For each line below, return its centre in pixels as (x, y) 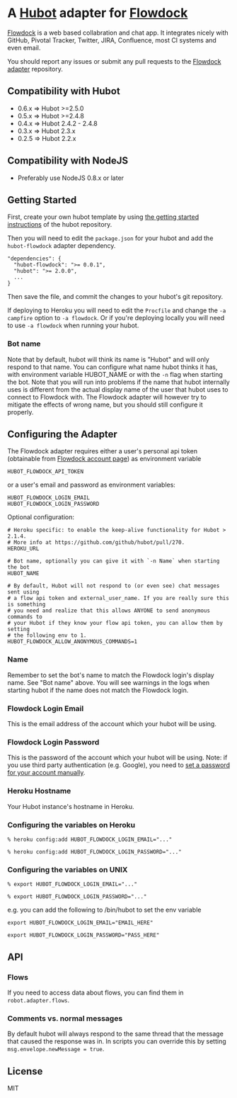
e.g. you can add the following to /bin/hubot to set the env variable (104, 910)
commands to (25, 617)
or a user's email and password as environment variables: (91, 485)
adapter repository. (35, 69)
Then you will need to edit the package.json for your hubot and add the (110, 238)
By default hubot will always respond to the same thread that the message (116, 1034)
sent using (23, 592)
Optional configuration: (41, 517)
